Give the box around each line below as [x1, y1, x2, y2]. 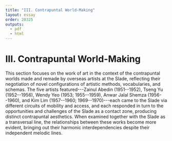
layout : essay [5, 12, 36, 17]
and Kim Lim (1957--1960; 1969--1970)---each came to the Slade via [22, 97, 167, 103]
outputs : [5, 21, 24, 27]
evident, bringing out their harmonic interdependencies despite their [5, 124, 150, 130]
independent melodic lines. [5, 130, 63, 136]
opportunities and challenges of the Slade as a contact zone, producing [5, 108, 157, 114]
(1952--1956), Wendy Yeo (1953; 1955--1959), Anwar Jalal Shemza [5, 91, 147, 98]
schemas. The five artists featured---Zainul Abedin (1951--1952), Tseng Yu [5, 86, 163, 92]
